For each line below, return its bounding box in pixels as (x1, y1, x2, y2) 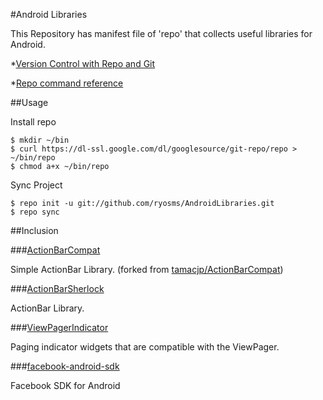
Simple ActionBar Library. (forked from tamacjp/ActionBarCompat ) (10, 264, 284, 275)
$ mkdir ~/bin (10, 135, 70, 145)
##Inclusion (10, 225, 59, 236)
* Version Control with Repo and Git (10, 58, 156, 69)
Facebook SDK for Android (10, 380, 121, 391)
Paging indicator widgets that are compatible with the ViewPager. (10, 341, 280, 353)
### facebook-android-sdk (10, 360, 120, 372)
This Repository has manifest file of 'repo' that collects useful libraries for (10, 28, 313, 39)
